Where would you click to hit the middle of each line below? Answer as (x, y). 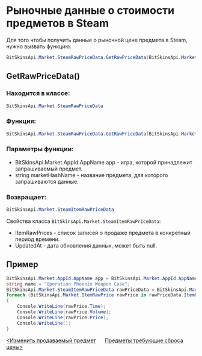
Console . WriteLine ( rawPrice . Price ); (63, 317)
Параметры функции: (40, 149)
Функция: (21, 121)
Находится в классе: (38, 93)
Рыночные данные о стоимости (90, 11)
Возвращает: (26, 197)
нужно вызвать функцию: (39, 46)
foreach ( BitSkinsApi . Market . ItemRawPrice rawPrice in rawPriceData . (95, 295)
